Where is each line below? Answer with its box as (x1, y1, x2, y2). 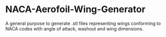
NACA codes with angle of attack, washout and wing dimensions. (5, 25, 144, 31)
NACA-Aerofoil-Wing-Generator (5, 4, 145, 15)
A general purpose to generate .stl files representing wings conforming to (5, 20, 161, 26)
